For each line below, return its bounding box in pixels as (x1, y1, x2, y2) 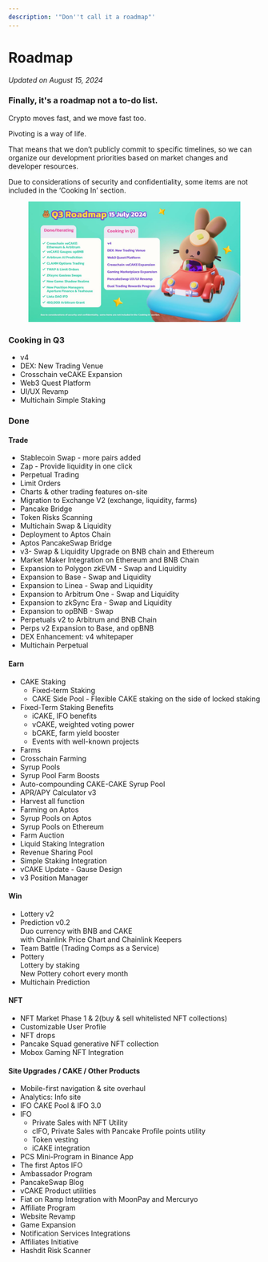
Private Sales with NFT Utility (31, 1118, 128, 1127)
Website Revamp (19, 1211, 76, 1221)
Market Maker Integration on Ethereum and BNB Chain (19, 555, 200, 565)
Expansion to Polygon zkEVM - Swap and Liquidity (19, 564, 187, 574)
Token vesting (31, 1135, 78, 1145)
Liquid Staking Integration (19, 838, 106, 848)
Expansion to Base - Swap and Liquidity (19, 572, 152, 582)
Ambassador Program (19, 1169, 93, 1179)
